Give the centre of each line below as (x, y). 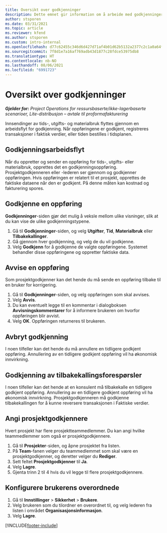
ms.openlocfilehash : (27, 47)
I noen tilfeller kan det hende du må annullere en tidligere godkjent (73, 349)
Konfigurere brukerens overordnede (62, 488)
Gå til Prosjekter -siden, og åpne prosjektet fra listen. (66, 445)
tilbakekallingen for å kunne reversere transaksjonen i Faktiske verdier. (77, 403)
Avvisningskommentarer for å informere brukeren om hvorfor (76, 311)
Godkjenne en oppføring (44, 204)
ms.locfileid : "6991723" (31, 70)
